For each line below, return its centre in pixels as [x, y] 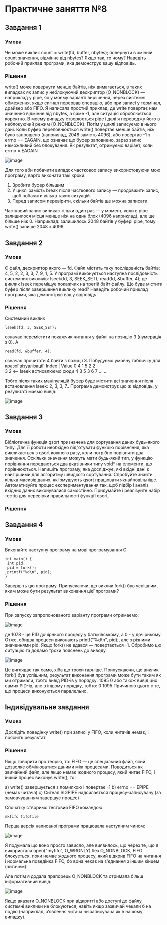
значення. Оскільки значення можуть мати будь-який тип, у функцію [79, 458]
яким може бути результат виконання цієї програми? [62, 591]
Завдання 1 [23, 27]
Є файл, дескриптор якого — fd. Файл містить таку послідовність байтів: [83, 268]
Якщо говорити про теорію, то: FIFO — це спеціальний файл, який [75, 761]
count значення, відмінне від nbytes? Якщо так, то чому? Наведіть [76, 58]
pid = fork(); [22, 568]
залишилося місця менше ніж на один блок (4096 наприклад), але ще [80, 216]
